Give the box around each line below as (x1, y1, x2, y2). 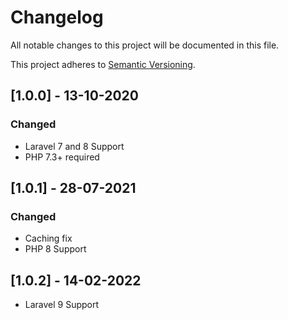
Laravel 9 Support (24, 299, 100, 311)
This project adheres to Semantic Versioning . (10, 58, 196, 70)
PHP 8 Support (24, 243, 87, 255)
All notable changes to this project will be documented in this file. (10, 39, 280, 51)
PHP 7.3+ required (24, 151, 100, 163)
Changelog (10, 6, 104, 29)
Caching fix (24, 232, 73, 245)
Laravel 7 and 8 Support (24, 140, 125, 152)
